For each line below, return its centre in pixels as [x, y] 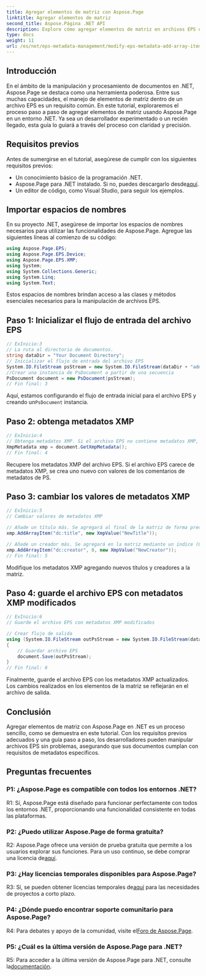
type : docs [20, 35]
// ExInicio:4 [25, 436]
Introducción [32, 71]
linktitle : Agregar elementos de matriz [59, 18]
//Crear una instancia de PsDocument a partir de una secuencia [90, 372]
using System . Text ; [31, 283]
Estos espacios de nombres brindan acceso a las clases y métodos [91, 294]
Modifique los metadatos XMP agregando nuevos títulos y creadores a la [98, 567]
